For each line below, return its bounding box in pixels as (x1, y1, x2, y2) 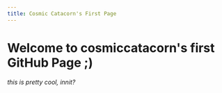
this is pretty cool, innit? (7, 78, 76, 87)
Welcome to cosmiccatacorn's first (7, 40, 215, 56)
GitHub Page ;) (7, 55, 93, 70)
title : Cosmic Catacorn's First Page (7, 10, 117, 17)
